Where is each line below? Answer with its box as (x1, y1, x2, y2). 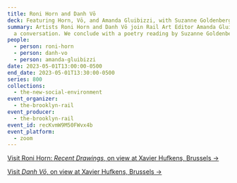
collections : (7, 82, 46, 89)
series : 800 (7, 75, 42, 83)
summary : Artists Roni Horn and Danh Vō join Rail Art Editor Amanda (7, 23, 217, 30)
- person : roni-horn (13, 43, 74, 50)
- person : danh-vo (13, 50, 68, 57)
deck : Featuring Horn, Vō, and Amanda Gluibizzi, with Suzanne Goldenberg (7, 17, 232, 24)
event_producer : (7, 108, 55, 115)
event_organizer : (7, 96, 59, 103)
